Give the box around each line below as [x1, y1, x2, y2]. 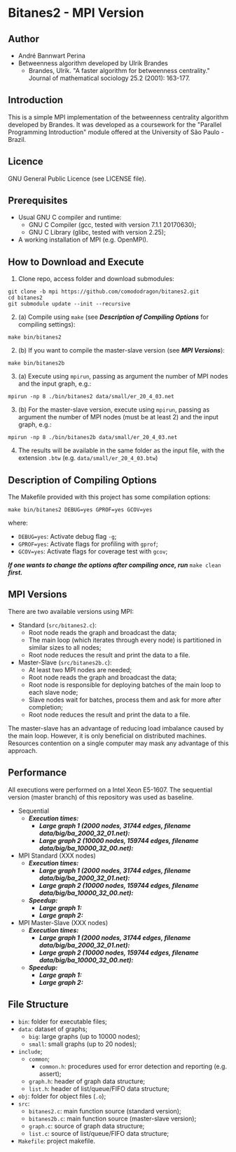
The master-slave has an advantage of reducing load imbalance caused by [8, 724, 224, 732]
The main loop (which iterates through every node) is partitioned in [28, 636, 222, 644]
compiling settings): [18, 320, 76, 329]
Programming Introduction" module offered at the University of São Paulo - [8, 128, 225, 136]
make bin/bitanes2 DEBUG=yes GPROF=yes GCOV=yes [8, 506, 153, 513]
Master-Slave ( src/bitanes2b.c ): [18, 658, 112, 667]
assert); [39, 1069, 62, 1078]
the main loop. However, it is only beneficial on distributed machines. [8, 731, 207, 740]
